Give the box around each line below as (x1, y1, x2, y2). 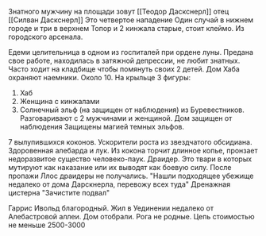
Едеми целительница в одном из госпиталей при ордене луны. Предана (8, 48, 254, 56)
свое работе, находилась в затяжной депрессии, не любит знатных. (8, 56, 241, 65)
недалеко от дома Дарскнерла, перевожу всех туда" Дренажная (8, 180, 231, 189)
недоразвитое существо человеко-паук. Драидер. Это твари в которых (8, 154, 253, 164)
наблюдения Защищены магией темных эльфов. (19, 122, 185, 131)
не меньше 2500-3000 (8, 220, 86, 230)
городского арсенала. (8, 32, 83, 41)
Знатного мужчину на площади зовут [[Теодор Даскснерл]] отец (8, 7, 229, 16)
